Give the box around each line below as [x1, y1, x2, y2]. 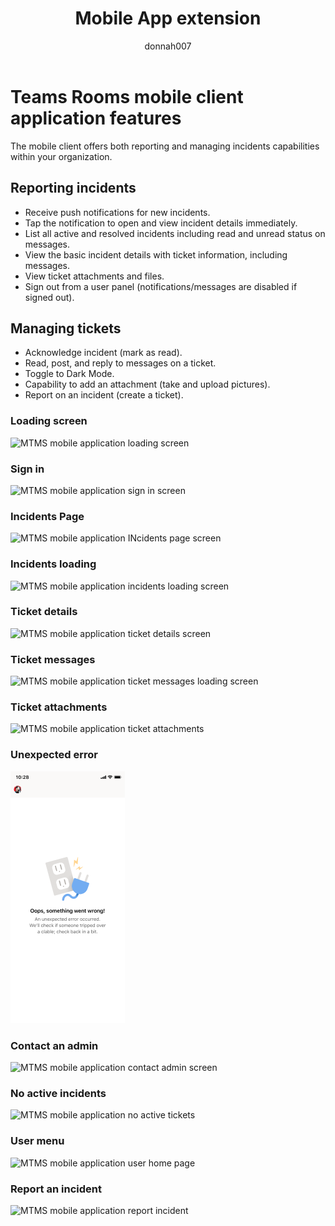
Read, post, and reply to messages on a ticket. [24, 357, 217, 369]
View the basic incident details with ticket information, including [24, 248, 288, 261]
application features [10, 107, 182, 129]
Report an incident [10, 1182, 102, 1196]
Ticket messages [10, 652, 96, 666]
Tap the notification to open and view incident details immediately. [24, 217, 298, 229]
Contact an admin [10, 1038, 99, 1052]
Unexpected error [10, 748, 98, 762]
